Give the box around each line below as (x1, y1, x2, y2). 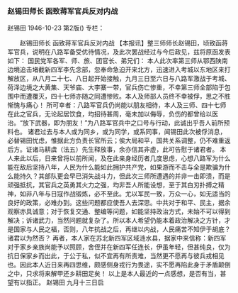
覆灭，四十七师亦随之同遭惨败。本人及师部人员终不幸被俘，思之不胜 (31, 92, 231, 101)
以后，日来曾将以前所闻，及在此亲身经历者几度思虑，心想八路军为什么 (25, 154, 231, 162)
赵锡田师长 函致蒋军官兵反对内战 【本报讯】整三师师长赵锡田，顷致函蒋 (19, 39, 228, 48)
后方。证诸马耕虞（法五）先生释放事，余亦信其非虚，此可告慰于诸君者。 (7, 145, 218, 154)
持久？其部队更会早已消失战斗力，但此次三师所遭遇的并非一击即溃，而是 (19, 172, 231, 180)
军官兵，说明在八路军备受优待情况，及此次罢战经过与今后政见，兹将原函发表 (7, 48, 231, 56)
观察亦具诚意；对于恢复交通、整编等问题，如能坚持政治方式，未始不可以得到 (7, 207, 231, 216)
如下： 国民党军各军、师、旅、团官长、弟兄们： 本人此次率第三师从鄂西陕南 (7, 57, 228, 65)
